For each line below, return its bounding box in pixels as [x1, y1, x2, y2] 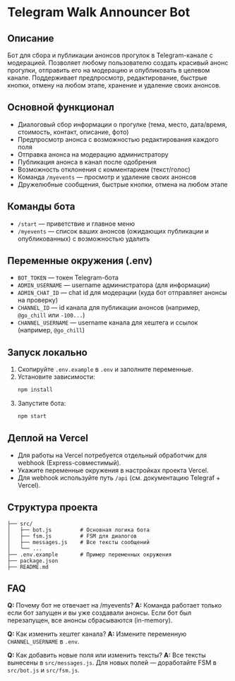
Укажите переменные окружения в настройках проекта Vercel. [17, 466, 209, 474]
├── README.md [7, 563, 49, 570]
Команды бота [7, 200, 76, 212]
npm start [17, 413, 47, 420]
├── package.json [7, 557, 59, 565]
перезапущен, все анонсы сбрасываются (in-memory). [7, 616, 173, 625]
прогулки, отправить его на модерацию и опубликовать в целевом [7, 66, 210, 74]
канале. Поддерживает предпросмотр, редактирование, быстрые [7, 73, 207, 82]
